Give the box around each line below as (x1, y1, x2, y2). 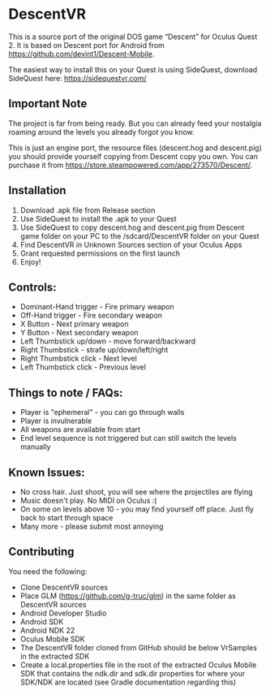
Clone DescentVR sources (19, 582, 108, 592)
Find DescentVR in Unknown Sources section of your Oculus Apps (19, 240, 242, 249)
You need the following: (8, 566, 88, 576)
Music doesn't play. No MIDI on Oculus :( (19, 496, 157, 505)
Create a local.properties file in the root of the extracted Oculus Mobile (19, 659, 257, 670)
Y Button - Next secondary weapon (19, 328, 139, 338)
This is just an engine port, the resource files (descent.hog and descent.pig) (8, 143, 262, 153)
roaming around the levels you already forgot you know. (8, 127, 195, 136)
